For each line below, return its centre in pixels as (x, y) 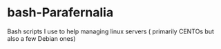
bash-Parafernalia (60, 13)
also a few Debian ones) (41, 38)
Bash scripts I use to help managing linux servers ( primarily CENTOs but (110, 31)
